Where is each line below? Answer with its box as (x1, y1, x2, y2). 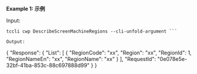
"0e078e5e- (157, 56, 187, 62)
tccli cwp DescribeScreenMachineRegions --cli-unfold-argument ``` (6, 28, 178, 34)
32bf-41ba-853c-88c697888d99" (6, 62, 90, 69)
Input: (6, 17, 21, 24)
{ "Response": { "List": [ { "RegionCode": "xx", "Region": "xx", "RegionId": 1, (6, 49, 192, 56)
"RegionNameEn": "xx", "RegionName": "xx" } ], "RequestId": (6, 56, 156, 62)
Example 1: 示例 (6, 5, 45, 12)
